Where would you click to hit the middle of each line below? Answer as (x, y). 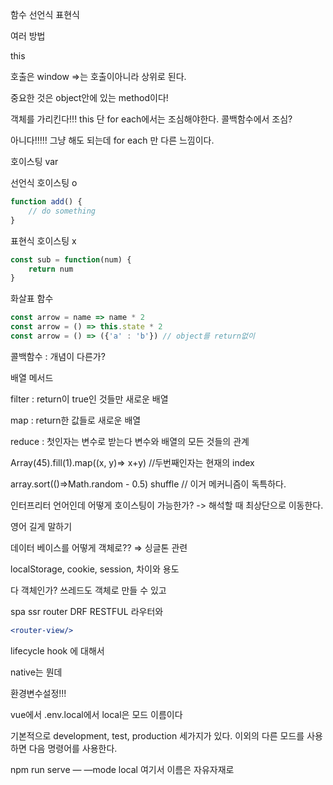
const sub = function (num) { (71, 259)
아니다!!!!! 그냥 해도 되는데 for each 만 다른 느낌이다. (112, 140)
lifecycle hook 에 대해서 (57, 650)
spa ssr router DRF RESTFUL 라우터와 (87, 611)
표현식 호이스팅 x (43, 240)
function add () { (46, 202)
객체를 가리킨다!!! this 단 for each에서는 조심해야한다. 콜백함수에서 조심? (151, 119)
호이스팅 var (34, 161)
